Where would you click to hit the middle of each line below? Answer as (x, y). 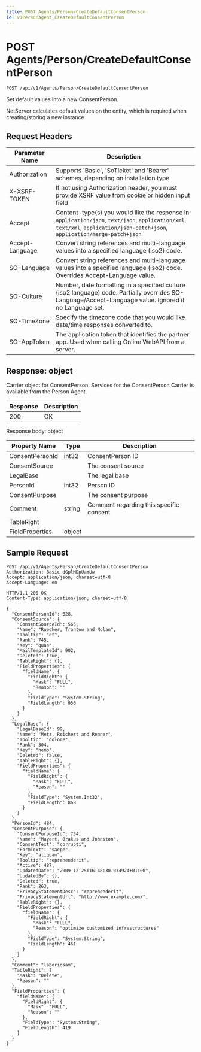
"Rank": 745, (33, 640)
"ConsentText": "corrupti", (52, 844)
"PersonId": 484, (33, 823)
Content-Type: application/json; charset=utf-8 (67, 598)
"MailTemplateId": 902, (47, 650)
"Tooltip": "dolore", (44, 739)
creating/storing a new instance (45, 117)
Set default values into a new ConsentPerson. (62, 99)
